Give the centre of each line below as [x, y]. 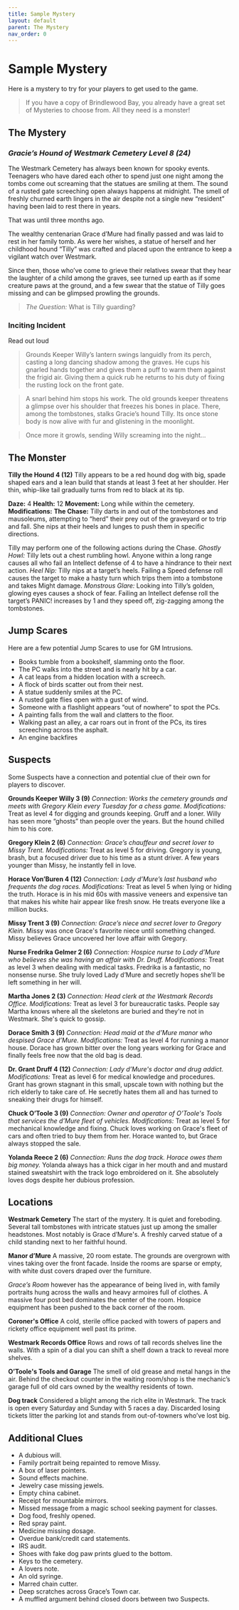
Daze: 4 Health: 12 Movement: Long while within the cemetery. [101, 504]
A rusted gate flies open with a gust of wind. [83, 700]
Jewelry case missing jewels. [61, 1485]
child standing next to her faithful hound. [68, 1242]
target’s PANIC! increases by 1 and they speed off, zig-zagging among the [116, 601]
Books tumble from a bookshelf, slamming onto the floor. [101, 661]
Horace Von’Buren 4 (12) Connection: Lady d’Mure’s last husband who [113, 879]
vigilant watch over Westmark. [52, 256]
